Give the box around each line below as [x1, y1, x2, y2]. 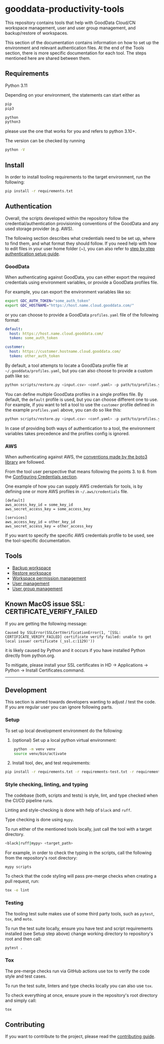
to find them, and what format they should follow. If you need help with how [5, 240, 157, 246]
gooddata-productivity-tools [5, 3, 124, 15]
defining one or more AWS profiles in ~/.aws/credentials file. [5, 488, 128, 494]
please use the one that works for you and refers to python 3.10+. [5, 129, 137, 134]
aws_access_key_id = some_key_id [5, 502, 73, 507]
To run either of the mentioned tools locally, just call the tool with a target [5, 826, 152, 832]
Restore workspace [12, 570, 52, 576]
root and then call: [5, 936, 42, 941]
